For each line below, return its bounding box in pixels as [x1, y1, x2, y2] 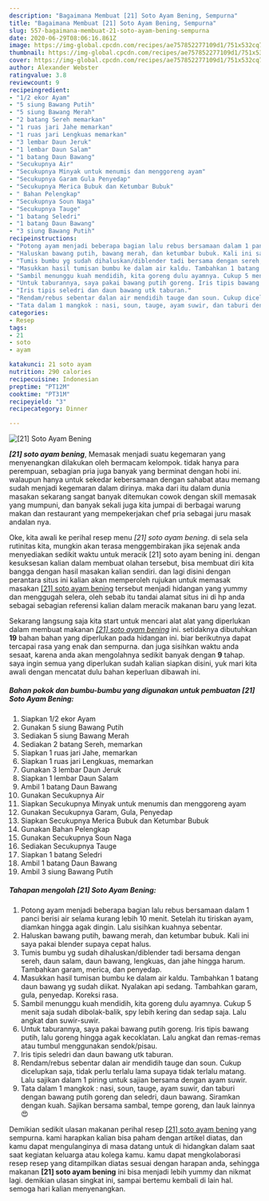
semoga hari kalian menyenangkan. [9, 1184, 126, 1194]
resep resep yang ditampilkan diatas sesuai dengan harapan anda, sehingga [9, 1159, 260, 1168]
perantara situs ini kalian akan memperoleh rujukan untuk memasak [9, 575, 231, 585]
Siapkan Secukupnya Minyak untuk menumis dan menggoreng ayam [20, 799, 247, 809]
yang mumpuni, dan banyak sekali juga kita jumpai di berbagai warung [9, 500, 241, 510]
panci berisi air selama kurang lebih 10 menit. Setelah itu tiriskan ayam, [20, 914, 254, 924]
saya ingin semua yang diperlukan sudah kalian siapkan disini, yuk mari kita [9, 658, 258, 668]
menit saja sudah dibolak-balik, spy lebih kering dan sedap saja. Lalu [20, 1008, 247, 1017]
